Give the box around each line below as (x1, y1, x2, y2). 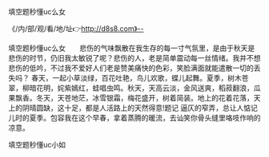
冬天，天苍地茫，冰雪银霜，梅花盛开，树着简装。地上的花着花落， (35, 93, 254, 102)
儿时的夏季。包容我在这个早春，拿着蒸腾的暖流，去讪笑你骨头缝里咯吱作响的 (8, 113, 261, 122)
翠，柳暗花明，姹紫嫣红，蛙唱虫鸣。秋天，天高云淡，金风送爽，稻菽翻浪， (8, 83, 254, 92)
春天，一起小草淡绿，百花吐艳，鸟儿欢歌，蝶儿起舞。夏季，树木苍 (30, 73, 249, 82)
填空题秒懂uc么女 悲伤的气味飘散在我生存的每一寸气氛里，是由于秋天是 (8, 43, 255, 53)
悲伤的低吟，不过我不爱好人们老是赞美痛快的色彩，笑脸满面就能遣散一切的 (8, 63, 254, 73)
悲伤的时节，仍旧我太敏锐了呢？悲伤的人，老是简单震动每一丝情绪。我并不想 (8, 53, 261, 62)
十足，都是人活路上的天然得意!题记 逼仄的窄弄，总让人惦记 (63, 103, 258, 112)
